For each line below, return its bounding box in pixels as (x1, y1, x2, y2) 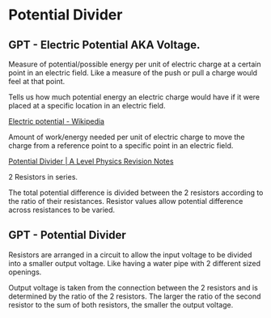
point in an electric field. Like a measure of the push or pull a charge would (8, 68, 257, 78)
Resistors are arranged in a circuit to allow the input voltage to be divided (8, 249, 252, 260)
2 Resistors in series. (8, 172, 78, 181)
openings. (8, 267, 42, 277)
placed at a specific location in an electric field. (8, 101, 166, 110)
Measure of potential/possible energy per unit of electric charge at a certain (8, 59, 261, 69)
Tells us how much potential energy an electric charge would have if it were (8, 92, 260, 102)
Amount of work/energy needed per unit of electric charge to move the (8, 132, 245, 142)
